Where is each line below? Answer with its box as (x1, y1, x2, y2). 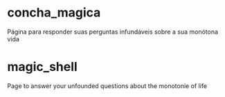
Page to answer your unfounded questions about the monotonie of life (7, 81, 208, 90)
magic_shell (7, 59, 78, 75)
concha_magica (7, 5, 101, 21)
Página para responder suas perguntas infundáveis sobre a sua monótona (7, 28, 219, 36)
